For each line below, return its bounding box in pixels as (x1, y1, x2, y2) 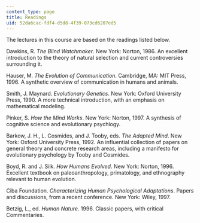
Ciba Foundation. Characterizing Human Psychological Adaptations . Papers (6, 187, 194, 194)
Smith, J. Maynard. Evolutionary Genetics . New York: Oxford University (6, 90, 181, 97)
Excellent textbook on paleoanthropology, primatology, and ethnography (6, 169, 185, 176)
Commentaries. (6, 212, 44, 219)
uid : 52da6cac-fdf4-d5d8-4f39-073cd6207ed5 (6, 20, 117, 26)
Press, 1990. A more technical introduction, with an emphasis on (6, 96, 165, 103)
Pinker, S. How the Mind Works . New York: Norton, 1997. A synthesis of (6, 114, 181, 121)
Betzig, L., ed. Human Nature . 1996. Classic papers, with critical (6, 205, 163, 212)
